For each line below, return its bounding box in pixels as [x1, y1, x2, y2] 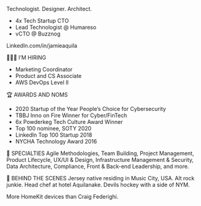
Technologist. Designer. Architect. [6, 6, 92, 12]
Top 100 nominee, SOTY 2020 [15, 125, 92, 132]
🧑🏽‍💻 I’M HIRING [6, 54, 47, 61]
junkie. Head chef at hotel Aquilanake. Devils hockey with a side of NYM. [6, 181, 190, 188]
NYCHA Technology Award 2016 [15, 138, 97, 145]
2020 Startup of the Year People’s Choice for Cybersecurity [15, 105, 167, 112]
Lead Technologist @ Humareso [15, 24, 97, 31]
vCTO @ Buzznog [15, 30, 61, 37]
